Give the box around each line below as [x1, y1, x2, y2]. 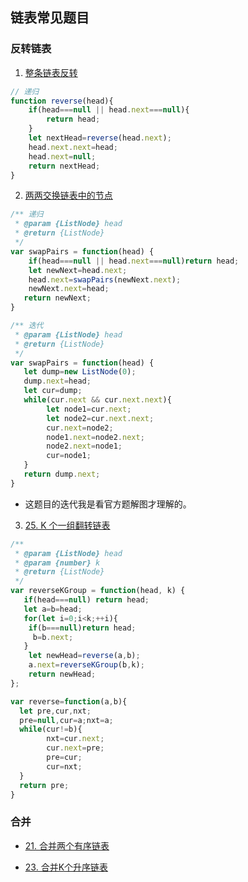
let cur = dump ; [23, 386, 83, 396]
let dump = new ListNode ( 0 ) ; [23, 367, 137, 377]
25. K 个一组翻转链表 [24, 519, 111, 531]
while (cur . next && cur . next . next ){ [23, 395, 172, 405]
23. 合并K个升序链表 [24, 861, 109, 873]
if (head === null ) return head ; [23, 595, 150, 605]
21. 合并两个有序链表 [24, 839, 110, 852]
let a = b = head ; [23, 604, 83, 614]
